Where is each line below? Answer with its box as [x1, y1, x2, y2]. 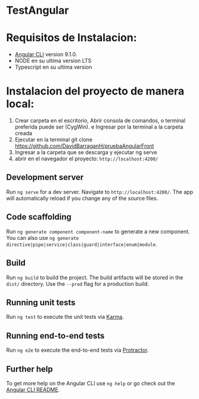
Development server [6, 172, 84, 182]
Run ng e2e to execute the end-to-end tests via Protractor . [6, 346, 149, 354]
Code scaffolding [6, 212, 71, 222]
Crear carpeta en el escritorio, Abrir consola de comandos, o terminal [14, 117, 186, 124]
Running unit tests [6, 297, 76, 307]
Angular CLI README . [6, 386, 60, 393]
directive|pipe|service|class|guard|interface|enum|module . [6, 240, 157, 248]
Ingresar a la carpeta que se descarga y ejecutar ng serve [14, 149, 157, 156]
